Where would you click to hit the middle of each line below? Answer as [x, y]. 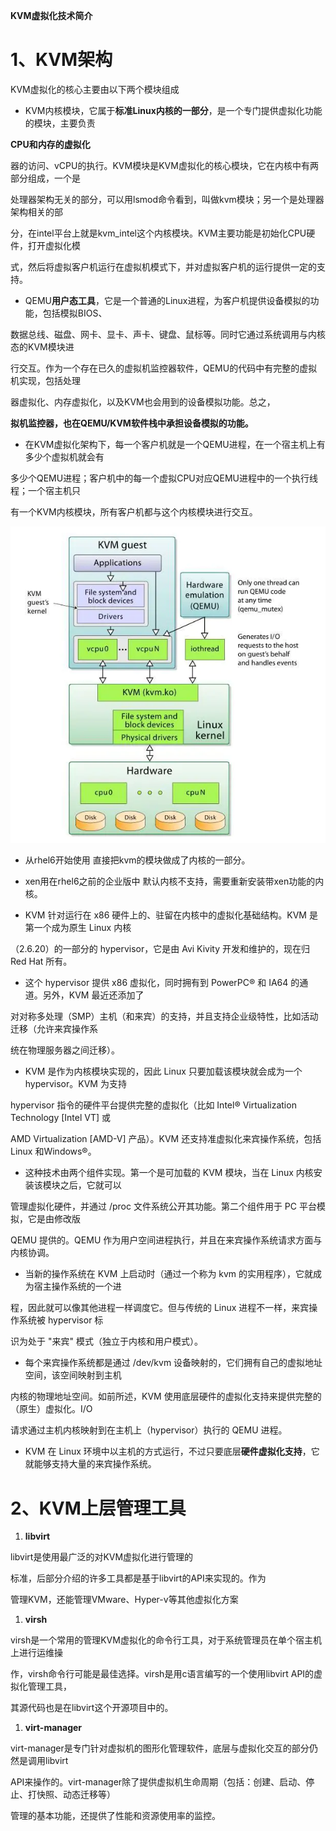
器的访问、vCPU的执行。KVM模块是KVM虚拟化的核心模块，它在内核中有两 [164, 165]
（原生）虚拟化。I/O [51, 1409]
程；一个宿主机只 [45, 490]
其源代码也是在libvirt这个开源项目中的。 [92, 1708]
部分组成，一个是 [45, 178]
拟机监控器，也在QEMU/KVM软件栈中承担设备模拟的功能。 [132, 423]
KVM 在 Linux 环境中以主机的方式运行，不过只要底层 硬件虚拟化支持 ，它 [172, 1451]
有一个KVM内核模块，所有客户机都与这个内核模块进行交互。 [134, 511]
